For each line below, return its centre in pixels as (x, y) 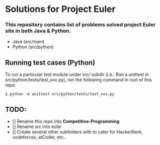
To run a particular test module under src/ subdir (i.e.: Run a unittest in (77, 74)
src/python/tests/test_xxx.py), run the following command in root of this (79, 80)
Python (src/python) (33, 47)
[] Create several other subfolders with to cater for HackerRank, (78, 132)
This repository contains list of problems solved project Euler (80, 25)
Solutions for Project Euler (60, 9)
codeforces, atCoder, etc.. (39, 137)
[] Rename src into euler (37, 127)
